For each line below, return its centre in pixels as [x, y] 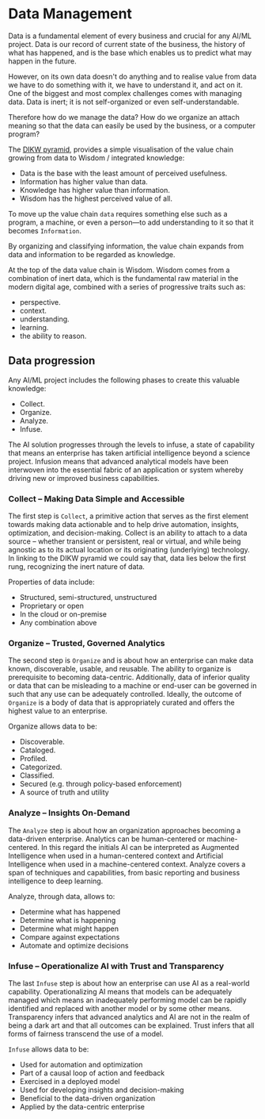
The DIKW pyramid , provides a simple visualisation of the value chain [121, 149]
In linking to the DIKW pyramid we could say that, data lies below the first [127, 558]
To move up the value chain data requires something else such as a [118, 213]
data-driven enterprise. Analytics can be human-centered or [107, 839]
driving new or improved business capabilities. [84, 478]
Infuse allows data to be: [49, 1049]
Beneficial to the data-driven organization [87, 1098]
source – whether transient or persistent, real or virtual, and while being [125, 541]
